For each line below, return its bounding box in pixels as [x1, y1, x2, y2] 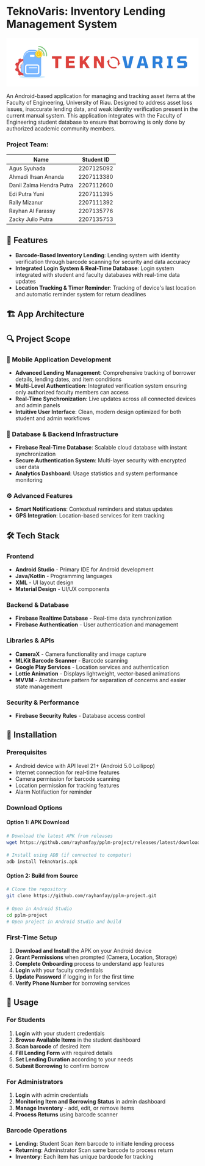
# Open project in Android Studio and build [6, 919, 121, 925]
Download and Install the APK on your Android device [15, 947, 152, 954]
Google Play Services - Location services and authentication [15, 663, 169, 671]
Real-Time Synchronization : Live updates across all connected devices [15, 395, 196, 402]
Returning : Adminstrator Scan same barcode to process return [15, 1146, 174, 1154]
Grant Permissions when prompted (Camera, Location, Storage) [15, 953, 178, 961]
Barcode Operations [6, 1126, 67, 1134]
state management [15, 683, 63, 690]
